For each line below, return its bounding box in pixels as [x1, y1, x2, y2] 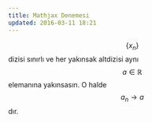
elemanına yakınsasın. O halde [8, 80, 107, 90]
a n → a [120, 92, 144, 104]
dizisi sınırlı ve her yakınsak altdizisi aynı [8, 54, 139, 64]
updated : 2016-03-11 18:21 [8, 19, 97, 27]
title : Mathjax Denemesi [8, 11, 90, 20]
